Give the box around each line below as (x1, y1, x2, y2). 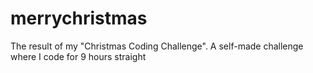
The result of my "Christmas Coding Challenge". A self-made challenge (10, 40, 304, 52)
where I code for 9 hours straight (10, 50, 147, 62)
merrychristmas (10, 7, 148, 30)
